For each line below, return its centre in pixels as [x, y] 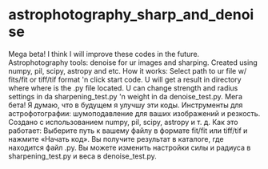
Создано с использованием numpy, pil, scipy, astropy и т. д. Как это [123, 122]
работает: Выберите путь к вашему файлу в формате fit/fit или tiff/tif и [128, 131]
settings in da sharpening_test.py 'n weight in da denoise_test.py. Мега [125, 96]
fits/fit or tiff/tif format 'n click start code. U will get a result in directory [125, 79]
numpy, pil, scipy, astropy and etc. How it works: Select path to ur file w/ [127, 70]
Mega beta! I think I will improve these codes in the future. [104, 54]
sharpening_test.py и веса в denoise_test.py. [83, 156]
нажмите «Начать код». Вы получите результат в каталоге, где [116, 139]
